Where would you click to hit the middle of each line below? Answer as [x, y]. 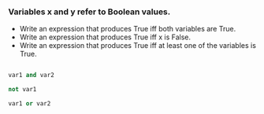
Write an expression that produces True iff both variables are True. [128, 29]
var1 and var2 [32, 75]
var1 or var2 [30, 104]
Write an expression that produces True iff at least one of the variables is [138, 46]
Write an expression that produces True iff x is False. [105, 37]
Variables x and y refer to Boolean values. [89, 12]
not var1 [22, 90]
